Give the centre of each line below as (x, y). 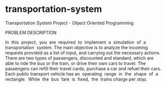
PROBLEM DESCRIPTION (31, 32)
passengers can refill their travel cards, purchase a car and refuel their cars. (83, 69)
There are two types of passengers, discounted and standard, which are (80, 58)
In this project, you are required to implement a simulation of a (76, 42)
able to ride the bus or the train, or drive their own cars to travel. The (76, 63)
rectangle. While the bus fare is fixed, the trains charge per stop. (76, 79)
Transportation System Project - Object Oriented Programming (69, 23)
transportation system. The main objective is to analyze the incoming (77, 47)
